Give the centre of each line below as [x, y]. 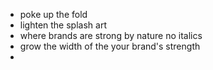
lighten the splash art [63, 25]
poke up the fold [53, 14]
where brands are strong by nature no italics [111, 35]
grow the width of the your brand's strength [110, 46]
